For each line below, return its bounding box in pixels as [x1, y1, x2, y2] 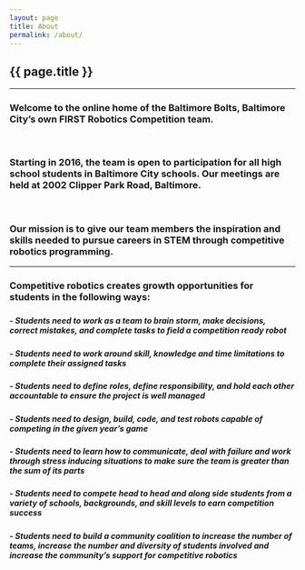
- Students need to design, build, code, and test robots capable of [9, 413, 263, 424]
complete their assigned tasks [9, 357, 127, 368]
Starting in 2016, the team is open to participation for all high [9, 156, 282, 169]
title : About [9, 22, 59, 31]
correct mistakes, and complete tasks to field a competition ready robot [9, 325, 288, 336]
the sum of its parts [9, 465, 85, 475]
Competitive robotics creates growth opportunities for [9, 279, 254, 292]
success [9, 507, 43, 518]
